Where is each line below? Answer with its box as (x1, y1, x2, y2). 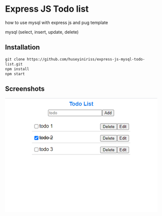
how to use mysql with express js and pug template (5, 20, 108, 25)
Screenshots (5, 85, 45, 93)
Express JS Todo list (5, 3, 89, 15)
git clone (5, 57, 25, 62)
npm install (5, 66, 29, 71)
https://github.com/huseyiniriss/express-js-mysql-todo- (26, 57, 145, 62)
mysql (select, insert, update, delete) (5, 29, 79, 35)
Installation (5, 43, 40, 52)
